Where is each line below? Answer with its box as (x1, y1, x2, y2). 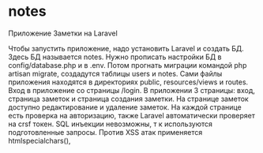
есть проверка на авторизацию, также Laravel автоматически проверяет (8, 110, 255, 120)
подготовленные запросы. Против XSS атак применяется (8, 127, 203, 136)
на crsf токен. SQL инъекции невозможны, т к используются (8, 119, 213, 129)
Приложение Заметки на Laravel (8, 28, 118, 38)
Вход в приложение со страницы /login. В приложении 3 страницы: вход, (8, 85, 255, 95)
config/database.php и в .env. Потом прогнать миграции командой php (8, 60, 247, 69)
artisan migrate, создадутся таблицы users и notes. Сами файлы (8, 69, 223, 78)
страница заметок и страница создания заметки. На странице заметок (8, 94, 249, 103)
